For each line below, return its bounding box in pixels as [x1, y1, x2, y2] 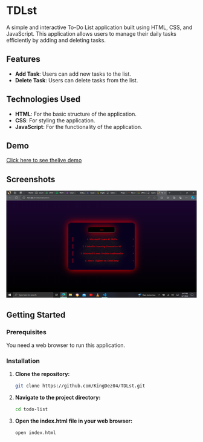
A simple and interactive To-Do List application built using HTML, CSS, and [6, 24, 193, 31]
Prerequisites [6, 328, 47, 336]
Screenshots [6, 174, 56, 185]
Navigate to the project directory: [14, 394, 101, 401]
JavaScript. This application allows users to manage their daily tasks [6, 30, 176, 37]
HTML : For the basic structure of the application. [14, 110, 137, 117]
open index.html [14, 429, 56, 436]
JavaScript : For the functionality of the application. [14, 123, 143, 130]
